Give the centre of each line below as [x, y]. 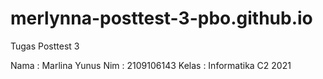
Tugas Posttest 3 [45, 46]
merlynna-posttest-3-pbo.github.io [161, 18]
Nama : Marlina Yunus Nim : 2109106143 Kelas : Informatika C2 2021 [151, 65]
